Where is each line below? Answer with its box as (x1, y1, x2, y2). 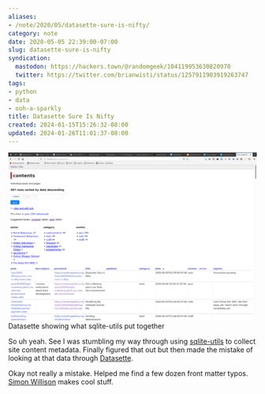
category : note (8, 29, 58, 37)
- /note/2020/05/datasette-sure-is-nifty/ (8, 21, 150, 29)
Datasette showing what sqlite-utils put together (8, 321, 165, 331)
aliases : (8, 13, 37, 21)
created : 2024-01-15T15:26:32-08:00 (8, 121, 129, 129)
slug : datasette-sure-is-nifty (8, 46, 111, 54)
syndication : (8, 54, 51, 62)
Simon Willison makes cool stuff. (8, 377, 114, 386)
